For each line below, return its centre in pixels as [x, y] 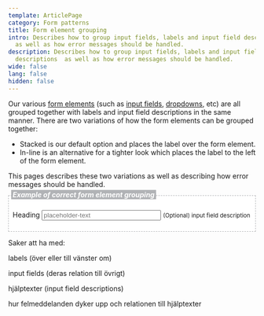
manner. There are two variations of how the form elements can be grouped [131, 120]
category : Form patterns [49, 23]
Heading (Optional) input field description [132, 215]
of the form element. [53, 160]
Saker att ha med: [37, 243]
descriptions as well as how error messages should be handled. [125, 60]
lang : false [27, 74]
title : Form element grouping [58, 30]
